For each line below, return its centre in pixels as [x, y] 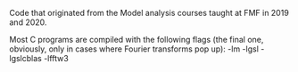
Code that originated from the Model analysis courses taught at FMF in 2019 [149, 13]
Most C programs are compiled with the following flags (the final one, [137, 40]
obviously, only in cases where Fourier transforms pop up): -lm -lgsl [134, 49]
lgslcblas [25, 58]
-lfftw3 [56, 58]
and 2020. [28, 22]
